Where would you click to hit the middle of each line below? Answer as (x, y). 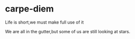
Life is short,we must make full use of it (44, 22)
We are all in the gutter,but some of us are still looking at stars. (68, 31)
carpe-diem (29, 9)
